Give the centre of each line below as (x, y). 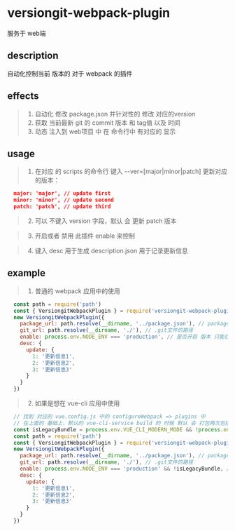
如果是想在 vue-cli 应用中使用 (77, 403)
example (27, 273)
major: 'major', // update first (62, 194)
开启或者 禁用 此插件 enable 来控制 (85, 236)
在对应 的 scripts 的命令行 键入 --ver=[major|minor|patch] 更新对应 (131, 172)
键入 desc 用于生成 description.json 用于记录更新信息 (112, 251)
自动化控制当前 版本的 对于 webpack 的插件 (70, 73)
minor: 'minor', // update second (64, 200)
